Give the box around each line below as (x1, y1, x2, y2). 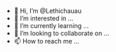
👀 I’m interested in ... (13, 14, 74, 22)
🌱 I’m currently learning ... (13, 22, 89, 30)
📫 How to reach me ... (13, 37, 79, 45)
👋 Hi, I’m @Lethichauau (13, 7, 82, 15)
